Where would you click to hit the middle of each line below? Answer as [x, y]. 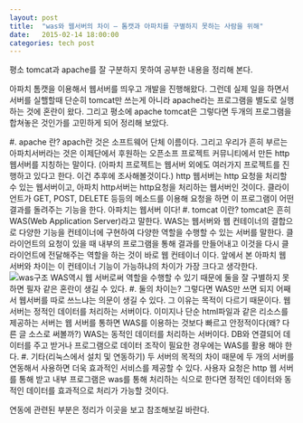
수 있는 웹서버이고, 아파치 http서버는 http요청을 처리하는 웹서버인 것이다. [137, 187]
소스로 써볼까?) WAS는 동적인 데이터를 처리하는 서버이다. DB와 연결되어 [155, 334]
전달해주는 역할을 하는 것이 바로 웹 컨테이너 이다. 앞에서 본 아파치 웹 [167, 255]
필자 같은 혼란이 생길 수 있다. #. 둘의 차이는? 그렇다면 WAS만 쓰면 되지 [150, 289]
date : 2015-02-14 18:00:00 [64, 34]
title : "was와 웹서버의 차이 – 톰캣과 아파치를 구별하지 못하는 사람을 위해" [137, 26]
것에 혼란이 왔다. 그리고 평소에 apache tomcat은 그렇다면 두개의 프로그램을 [159, 112]
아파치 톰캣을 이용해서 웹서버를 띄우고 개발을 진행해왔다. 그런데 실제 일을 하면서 [149, 89]
